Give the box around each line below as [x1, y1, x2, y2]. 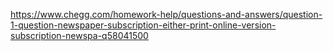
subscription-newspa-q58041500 [10, 30, 149, 41]
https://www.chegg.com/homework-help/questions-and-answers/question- [10, 9, 323, 20]
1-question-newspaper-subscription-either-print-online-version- [10, 19, 277, 31]
